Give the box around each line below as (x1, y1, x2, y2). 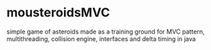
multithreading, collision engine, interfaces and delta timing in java (6, 34, 196, 42)
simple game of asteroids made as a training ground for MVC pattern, (6, 27, 205, 36)
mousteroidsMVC (6, 5, 110, 21)
